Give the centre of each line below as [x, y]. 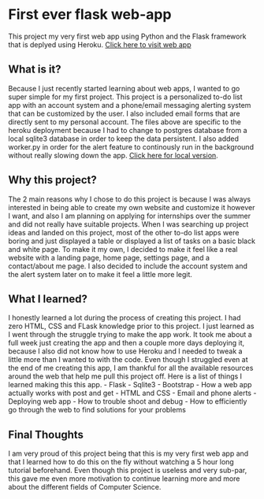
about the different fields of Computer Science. [85, 487]
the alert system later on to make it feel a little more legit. [100, 274]
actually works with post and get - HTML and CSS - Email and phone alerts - [132, 393]
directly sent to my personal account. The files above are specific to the [125, 122]
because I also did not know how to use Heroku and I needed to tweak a [125, 351]
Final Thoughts [46, 434]
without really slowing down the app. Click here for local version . [113, 155]
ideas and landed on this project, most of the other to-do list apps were [124, 232]
